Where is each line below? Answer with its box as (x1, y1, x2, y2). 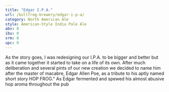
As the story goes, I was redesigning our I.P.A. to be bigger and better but (5, 54, 159, 60)
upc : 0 (5, 40, 19, 45)
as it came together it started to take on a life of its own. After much (5, 59, 146, 66)
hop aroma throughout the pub (5, 81, 69, 87)
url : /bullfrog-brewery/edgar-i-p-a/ (5, 12, 85, 17)
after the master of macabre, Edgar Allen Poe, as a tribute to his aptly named (5, 70, 164, 76)
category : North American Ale (5, 17, 69, 22)
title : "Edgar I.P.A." (5, 7, 53, 13)
